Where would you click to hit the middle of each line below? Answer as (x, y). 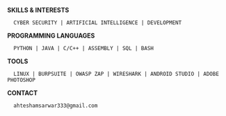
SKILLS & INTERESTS (38, 10)
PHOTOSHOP (22, 80)
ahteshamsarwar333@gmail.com (56, 106)
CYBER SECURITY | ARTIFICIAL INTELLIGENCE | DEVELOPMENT (98, 23)
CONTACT (23, 93)
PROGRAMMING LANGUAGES (51, 35)
